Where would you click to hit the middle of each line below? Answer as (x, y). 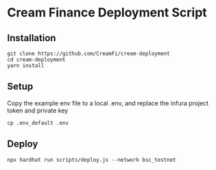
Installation (32, 38)
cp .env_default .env (38, 123)
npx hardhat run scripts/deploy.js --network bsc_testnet (92, 160)
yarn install (26, 66)
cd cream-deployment (37, 60)
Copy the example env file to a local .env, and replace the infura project (108, 103)
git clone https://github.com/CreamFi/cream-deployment (88, 53)
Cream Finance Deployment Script (107, 13)
